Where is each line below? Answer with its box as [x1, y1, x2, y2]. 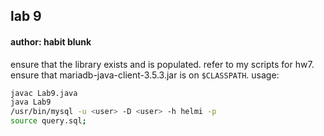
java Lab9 [10, 97, 52, 108]
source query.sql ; [10, 116, 87, 126]
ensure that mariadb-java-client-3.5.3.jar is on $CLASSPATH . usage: [10, 69, 280, 81]
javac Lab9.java [10, 88, 78, 98]
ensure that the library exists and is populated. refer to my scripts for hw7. [10, 58, 315, 70]
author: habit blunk [10, 35, 92, 48]
